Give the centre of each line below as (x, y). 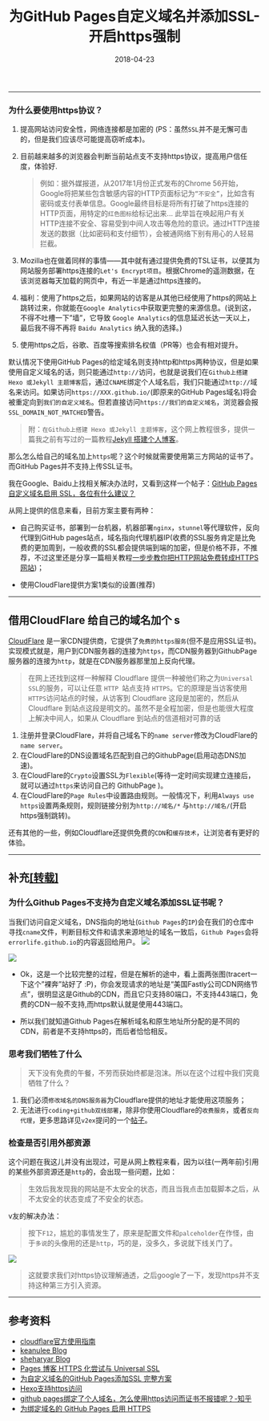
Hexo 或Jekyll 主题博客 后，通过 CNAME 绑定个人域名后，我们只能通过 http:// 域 (133, 382)
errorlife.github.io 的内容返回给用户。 (74, 942)
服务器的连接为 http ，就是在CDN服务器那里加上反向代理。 (104, 661)
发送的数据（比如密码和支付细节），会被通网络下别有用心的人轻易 (147, 234)
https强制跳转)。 (47, 816)
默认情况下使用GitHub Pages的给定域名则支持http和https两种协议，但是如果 (133, 362)
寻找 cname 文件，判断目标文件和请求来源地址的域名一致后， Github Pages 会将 (133, 931)
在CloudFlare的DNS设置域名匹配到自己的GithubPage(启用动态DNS (129, 755)
